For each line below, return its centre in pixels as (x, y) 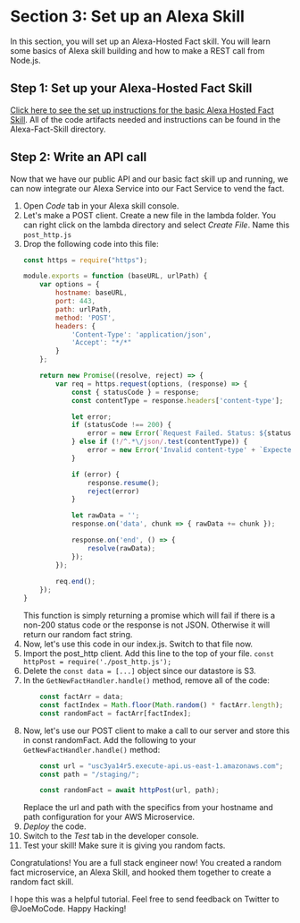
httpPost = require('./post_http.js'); (97, 662)
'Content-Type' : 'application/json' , (142, 334)
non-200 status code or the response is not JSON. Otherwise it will (146, 625)
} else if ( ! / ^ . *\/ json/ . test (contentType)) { (159, 442)
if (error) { (95, 474)
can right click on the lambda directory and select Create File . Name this (156, 225)
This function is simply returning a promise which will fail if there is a (149, 616)
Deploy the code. (54, 826)
